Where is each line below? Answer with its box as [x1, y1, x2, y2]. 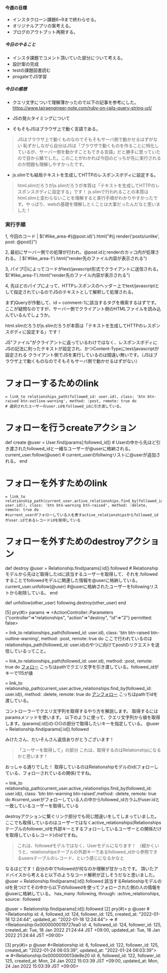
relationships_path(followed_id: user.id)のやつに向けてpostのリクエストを [5, 642, 156, 648]
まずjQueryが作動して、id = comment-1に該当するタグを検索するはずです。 [5, 299, 159, 306]
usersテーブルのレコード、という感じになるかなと [21, 855, 124, 861]
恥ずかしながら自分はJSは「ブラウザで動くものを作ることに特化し [23, 142, 159, 149]
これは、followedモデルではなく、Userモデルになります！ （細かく [17, 842, 155, 849]
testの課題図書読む [12, 67, 51, 73]
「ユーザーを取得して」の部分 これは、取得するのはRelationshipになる [17, 747, 162, 753]
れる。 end [5, 458, 27, 464]
